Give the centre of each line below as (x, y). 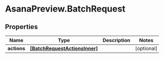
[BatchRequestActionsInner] (64, 48)
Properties (21, 27)
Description (116, 40)
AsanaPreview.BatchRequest (65, 9)
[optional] (146, 48)
